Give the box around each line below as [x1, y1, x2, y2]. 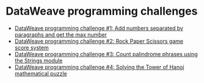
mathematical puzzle [14, 70, 68, 77]
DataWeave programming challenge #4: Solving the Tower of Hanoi [14, 63, 184, 71]
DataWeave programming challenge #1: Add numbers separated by [14, 24, 184, 32]
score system [14, 44, 49, 51]
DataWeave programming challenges [5, 4, 198, 18]
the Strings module [14, 57, 63, 64]
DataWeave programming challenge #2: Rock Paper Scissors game [14, 37, 184, 45]
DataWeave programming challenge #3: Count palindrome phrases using [14, 50, 198, 57]
